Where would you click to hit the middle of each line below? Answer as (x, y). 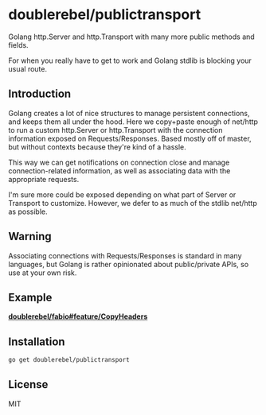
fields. (19, 45)
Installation (37, 341)
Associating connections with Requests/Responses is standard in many (125, 255)
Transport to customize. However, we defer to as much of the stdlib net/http (133, 203)
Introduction (40, 94)
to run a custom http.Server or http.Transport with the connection (115, 130)
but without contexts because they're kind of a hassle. (98, 147)
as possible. (28, 211)
